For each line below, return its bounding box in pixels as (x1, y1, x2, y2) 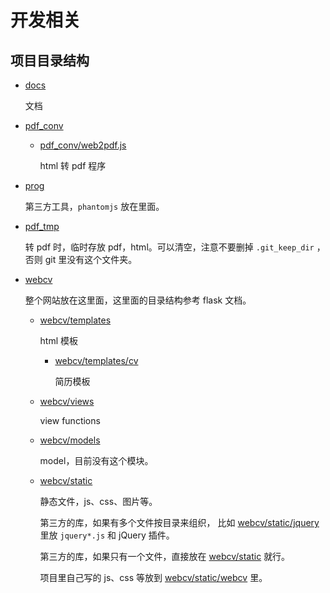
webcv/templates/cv (54, 355, 139, 366)
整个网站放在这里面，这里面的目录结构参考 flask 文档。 (24, 294, 252, 306)
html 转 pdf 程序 (39, 160, 107, 171)
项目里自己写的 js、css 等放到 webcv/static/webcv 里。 (39, 572, 268, 583)
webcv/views (39, 396, 95, 407)
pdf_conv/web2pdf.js (39, 139, 127, 151)
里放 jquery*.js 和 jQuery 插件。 (39, 529, 175, 541)
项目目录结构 (10, 52, 90, 69)
